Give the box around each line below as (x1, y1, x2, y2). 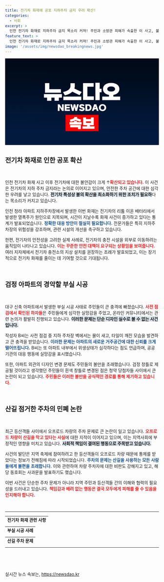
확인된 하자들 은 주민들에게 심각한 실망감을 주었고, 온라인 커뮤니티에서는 (18, 310, 154, 316)
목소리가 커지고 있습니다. (10, 198, 58, 204)
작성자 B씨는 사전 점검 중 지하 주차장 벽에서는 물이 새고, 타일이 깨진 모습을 (5, 332, 145, 338)
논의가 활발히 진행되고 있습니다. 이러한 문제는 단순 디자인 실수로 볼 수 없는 (10, 316, 149, 322)
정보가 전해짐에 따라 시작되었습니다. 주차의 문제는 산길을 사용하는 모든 (18, 457, 150, 463)
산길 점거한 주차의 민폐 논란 (5, 405, 82, 413)
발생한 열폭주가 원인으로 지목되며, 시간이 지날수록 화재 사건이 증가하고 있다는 (5, 214, 151, 220)
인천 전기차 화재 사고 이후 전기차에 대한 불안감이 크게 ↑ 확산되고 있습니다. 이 (5, 179, 149, 186)
